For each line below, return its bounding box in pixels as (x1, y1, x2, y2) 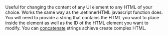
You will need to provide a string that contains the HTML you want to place (5, 15, 159, 20)
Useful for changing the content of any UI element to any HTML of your (5, 4, 153, 10)
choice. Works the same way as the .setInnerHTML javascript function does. (5, 9, 163, 15)
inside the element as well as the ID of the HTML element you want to (5, 20, 149, 26)
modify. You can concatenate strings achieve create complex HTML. (5, 25, 147, 31)
